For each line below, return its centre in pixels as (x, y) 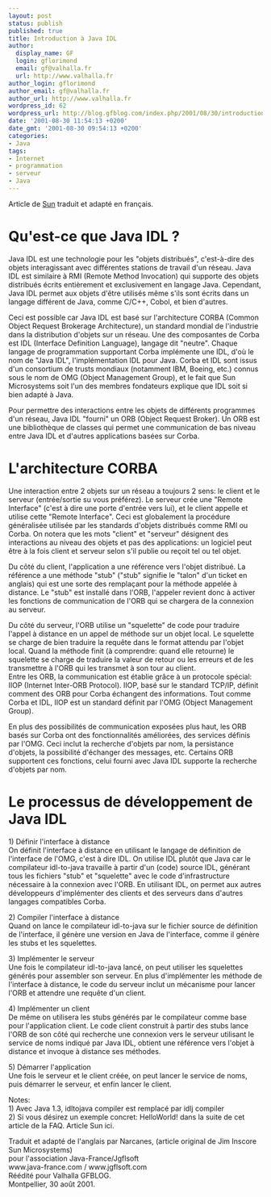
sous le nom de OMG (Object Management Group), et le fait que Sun (122, 377)
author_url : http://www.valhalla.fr (70, 98)
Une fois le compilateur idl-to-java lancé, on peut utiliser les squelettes (126, 967)
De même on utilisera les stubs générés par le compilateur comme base (128, 1017)
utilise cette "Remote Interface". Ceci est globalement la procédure (119, 517)
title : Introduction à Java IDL (63, 38)
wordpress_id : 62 (38, 106)
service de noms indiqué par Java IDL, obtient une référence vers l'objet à (131, 1043)
